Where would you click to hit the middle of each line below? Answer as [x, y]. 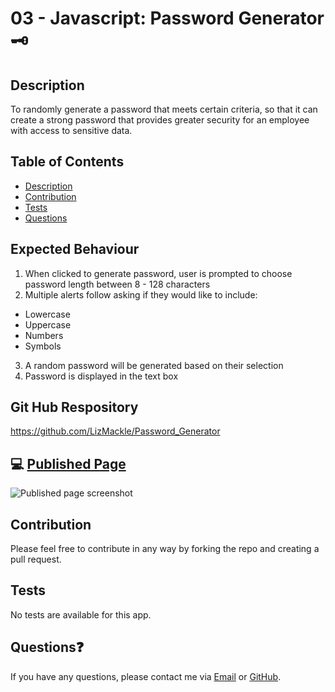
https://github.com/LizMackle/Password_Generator [115, 431]
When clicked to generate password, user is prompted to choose [158, 273]
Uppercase [48, 324]
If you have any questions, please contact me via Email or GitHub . [146, 676]
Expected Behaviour [75, 249]
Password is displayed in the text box [101, 376]
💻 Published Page [68, 463]
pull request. [36, 559]
